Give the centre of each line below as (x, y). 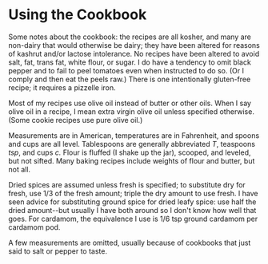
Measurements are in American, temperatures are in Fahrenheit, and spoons (134, 135)
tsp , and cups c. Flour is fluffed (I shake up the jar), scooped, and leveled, (130, 152)
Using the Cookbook (78, 15)
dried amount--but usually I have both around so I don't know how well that (132, 210)
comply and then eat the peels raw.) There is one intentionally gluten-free (130, 79)
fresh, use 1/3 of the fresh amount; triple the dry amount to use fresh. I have (133, 193)
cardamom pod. (34, 227)
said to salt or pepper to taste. (58, 251)
